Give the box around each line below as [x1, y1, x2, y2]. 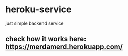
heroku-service [5, 4, 72, 15]
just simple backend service [5, 20, 64, 26]
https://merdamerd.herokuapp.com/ [5, 43, 123, 51]
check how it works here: [5, 35, 87, 43]
